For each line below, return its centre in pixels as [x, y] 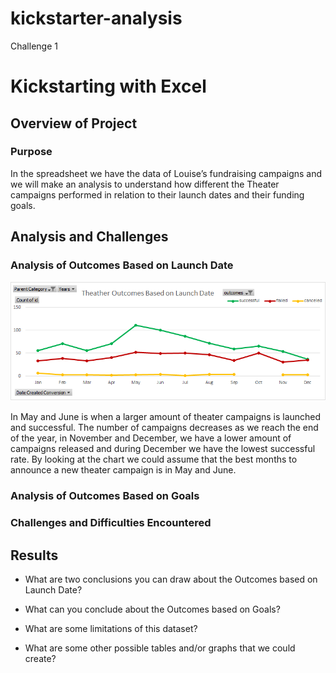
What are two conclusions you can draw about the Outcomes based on [171, 579]
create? [40, 658]
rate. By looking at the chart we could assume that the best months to [154, 459]
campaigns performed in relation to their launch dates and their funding [157, 194]
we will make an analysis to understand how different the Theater [145, 184]
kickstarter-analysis [96, 18]
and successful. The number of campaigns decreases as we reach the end [164, 428]
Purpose [31, 152]
